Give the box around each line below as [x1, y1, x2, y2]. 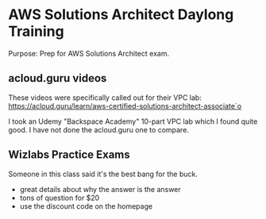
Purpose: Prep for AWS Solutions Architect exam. [8, 48, 169, 58]
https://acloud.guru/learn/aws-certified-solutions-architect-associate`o [8, 101, 242, 110]
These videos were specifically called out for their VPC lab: [8, 93, 202, 102]
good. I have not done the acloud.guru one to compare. [8, 125, 189, 134]
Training [8, 22, 65, 40]
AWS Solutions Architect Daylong [8, 6, 234, 24]
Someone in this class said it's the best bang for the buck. [8, 169, 199, 179]
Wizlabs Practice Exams [8, 148, 131, 162]
